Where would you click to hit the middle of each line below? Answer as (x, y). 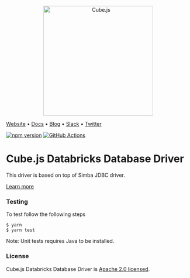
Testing (17, 201)
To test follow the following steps (46, 214)
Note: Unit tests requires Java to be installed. (60, 241)
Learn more (20, 186)
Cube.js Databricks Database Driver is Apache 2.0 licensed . (78, 269)
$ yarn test (20, 230)
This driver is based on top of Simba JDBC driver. (66, 175)
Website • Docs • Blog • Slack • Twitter (54, 124)
